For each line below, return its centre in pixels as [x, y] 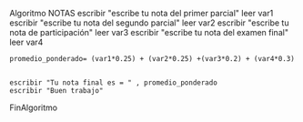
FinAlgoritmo [33, 107]
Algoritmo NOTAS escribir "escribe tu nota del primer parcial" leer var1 [141, 13]
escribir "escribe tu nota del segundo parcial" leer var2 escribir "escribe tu [149, 23]
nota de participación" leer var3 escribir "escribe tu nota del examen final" [149, 32]
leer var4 [26, 42]
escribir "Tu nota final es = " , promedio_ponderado [114, 83]
